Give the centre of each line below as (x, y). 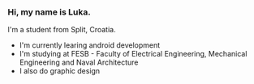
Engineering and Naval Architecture (79, 62)
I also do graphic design (60, 71)
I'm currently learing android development (90, 45)
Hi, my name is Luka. (49, 12)
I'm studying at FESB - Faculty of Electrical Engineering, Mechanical (133, 54)
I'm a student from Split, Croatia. (62, 30)
